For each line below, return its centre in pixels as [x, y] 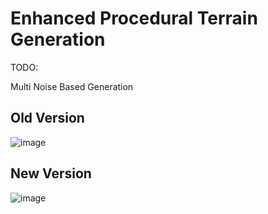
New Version [51, 173]
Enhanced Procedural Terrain [134, 18]
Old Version [47, 118]
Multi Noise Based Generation [72, 86]
